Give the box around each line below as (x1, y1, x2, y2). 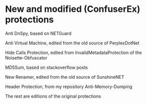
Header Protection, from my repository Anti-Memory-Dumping (5, 83, 133, 90)
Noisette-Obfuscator (5, 54, 48, 60)
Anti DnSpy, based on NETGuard (5, 30, 72, 36)
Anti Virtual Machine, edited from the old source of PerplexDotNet (5, 40, 140, 46)
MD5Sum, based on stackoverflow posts (5, 64, 88, 70)
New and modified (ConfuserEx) (5, 3, 141, 15)
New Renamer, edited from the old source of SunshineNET (5, 74, 125, 80)
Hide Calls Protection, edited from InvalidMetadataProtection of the (5, 50, 142, 55)
